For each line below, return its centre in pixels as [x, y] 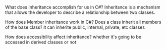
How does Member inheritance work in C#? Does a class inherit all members [83, 22]
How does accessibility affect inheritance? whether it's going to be [73, 37]
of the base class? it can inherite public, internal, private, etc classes [75, 27]
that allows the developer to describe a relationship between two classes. [80, 12]
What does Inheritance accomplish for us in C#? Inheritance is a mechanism [83, 7]
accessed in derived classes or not [41, 42]
